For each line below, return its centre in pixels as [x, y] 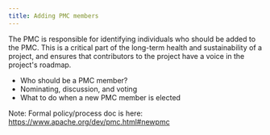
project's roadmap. [40, 65]
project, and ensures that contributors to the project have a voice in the [127, 56]
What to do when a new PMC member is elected [100, 97]
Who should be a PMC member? [74, 80]
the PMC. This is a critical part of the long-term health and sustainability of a [135, 47]
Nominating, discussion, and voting [79, 89]
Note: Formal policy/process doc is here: [76, 113]
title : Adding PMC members [54, 16]
